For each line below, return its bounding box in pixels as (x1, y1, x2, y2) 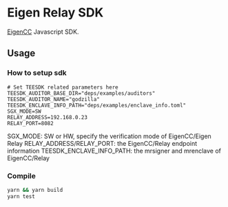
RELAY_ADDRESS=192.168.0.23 (7, 113, 88, 121)
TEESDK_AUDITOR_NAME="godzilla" (7, 96, 100, 102)
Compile (7, 171, 36, 180)
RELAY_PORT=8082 (7, 120, 54, 127)
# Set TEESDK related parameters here (7, 84, 118, 91)
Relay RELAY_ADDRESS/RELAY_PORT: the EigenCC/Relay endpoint (7, 139, 198, 147)
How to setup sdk (7, 68, 67, 78)
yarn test (7, 193, 36, 200)
